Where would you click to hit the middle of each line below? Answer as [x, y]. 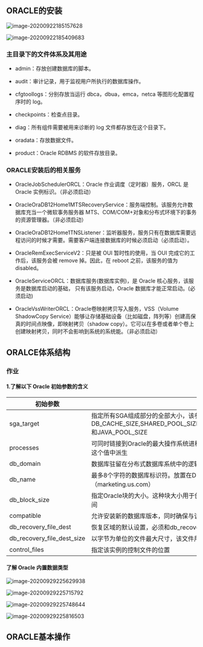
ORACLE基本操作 [38, 636]
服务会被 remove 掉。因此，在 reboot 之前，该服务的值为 [107, 261]
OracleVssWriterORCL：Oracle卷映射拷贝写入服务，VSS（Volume [97, 309]
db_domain [25, 464]
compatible [25, 515]
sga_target [24, 423]
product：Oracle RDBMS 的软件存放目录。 [68, 153]
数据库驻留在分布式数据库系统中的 [140, 464]
